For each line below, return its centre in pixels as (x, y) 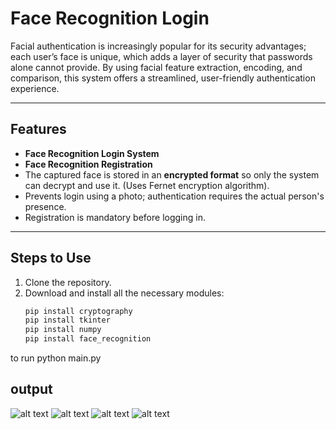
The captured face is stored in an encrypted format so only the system (172, 174)
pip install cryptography (78, 311)
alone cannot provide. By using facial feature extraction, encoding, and (156, 67)
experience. (35, 88)
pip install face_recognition (88, 339)
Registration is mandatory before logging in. (115, 217)
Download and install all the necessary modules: (124, 293)
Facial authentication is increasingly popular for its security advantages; (158, 46)
